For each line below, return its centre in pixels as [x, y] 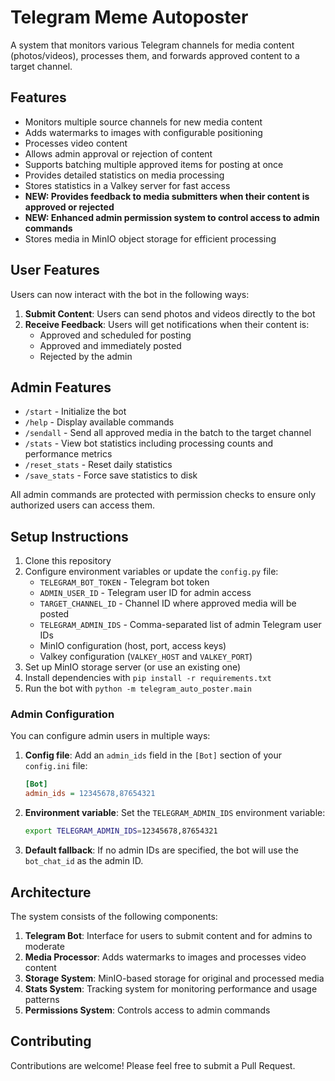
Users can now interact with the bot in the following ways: [130, 294]
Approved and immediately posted [110, 345]
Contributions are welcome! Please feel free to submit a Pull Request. [153, 1065]
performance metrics [68, 454]
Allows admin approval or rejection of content [118, 153]
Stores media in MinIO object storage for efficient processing [150, 238]
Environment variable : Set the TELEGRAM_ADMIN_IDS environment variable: [175, 813]
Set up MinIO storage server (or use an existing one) [133, 667]
